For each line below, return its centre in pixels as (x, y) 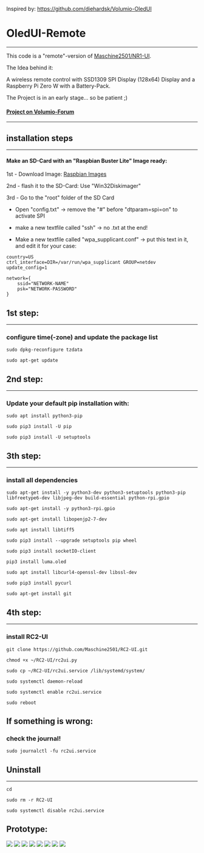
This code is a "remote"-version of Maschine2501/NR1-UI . (79, 56)
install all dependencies (42, 480)
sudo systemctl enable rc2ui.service (54, 692)
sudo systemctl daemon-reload (45, 681)
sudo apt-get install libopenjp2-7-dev (57, 519)
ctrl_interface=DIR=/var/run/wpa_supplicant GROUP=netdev (81, 263)
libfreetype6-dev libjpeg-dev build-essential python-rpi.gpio (88, 498)
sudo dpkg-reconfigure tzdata (45, 350)
